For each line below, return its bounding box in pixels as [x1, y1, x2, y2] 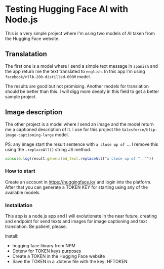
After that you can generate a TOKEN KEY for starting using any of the [5, 184, 148, 190]
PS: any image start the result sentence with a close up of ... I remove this [5, 141, 159, 147]
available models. [5, 189, 41, 195]
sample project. [5, 93, 37, 99]
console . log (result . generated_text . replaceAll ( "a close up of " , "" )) [5, 156, 154, 161]
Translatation [5, 50, 47, 58]
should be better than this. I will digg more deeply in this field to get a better [5, 88, 160, 94]
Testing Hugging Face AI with [5, 3, 128, 15]
